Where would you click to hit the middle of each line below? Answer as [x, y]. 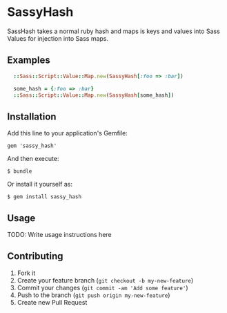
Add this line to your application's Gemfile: [67, 133]
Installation [32, 116]
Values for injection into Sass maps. [58, 38]
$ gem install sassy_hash [44, 197]
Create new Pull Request [52, 302]
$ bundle [20, 171]
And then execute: [33, 159]
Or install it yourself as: [40, 184]
